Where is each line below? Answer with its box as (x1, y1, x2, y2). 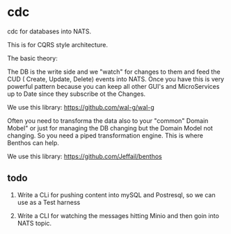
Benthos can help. (7, 138, 59, 147)
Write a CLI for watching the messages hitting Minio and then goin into (17, 211, 219, 219)
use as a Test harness (17, 198, 81, 206)
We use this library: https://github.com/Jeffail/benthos (7, 152, 162, 160)
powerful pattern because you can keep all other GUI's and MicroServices (7, 82, 220, 90)
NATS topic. (17, 219, 52, 227)
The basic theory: (7, 53, 58, 62)
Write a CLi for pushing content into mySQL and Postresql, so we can (17, 190, 216, 199)
